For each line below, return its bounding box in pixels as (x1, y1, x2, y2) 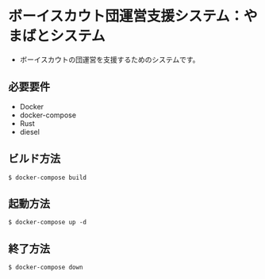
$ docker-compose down (8, 263, 83, 272)
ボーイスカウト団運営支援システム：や (8, 7, 258, 25)
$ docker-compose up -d (8, 219, 87, 227)
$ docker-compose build (8, 174, 87, 182)
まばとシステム (8, 27, 106, 45)
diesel (19, 127, 40, 136)
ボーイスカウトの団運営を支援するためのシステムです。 (19, 55, 200, 64)
